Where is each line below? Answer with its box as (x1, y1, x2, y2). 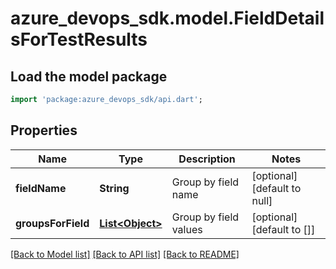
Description (178, 152, 236, 166)
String (99, 181, 130, 195)
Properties (10, 122, 78, 139)
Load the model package (10, 68, 168, 85)
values (171, 222, 203, 236)
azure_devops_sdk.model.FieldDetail (10, 7, 325, 30)
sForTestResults (10, 28, 148, 51)
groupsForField (15, 216, 90, 230)
